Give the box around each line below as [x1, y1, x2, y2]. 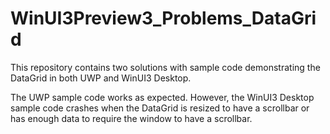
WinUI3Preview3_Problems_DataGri [10, 7, 317, 30]
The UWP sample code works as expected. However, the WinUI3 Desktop [10, 91, 315, 103]
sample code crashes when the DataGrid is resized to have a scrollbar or [10, 102, 310, 114]
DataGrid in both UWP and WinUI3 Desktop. [10, 72, 192, 84]
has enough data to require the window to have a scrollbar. [10, 112, 253, 124]
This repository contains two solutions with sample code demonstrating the [10, 61, 321, 73]
